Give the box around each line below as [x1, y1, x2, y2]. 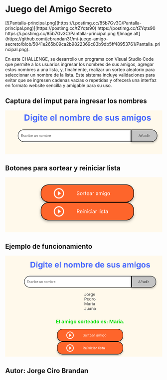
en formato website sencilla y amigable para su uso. [5, 82, 112, 88]
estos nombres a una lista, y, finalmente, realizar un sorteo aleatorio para [5, 66, 155, 73]
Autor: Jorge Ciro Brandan [5, 367, 89, 375]
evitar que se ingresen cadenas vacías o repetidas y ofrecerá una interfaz [5, 77, 157, 83]
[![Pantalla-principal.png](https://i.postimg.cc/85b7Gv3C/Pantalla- [5, 20, 142, 26]
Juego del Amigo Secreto [5, 3, 112, 15]
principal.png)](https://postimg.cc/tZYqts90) [5, 25, 97, 31]
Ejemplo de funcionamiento [5, 242, 93, 251]
